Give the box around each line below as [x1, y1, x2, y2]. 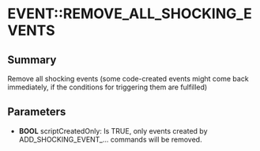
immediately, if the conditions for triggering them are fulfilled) [7, 82, 208, 92]
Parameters [7, 105, 66, 119]
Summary [7, 53, 57, 66]
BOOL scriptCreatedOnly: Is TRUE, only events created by [18, 126, 208, 135]
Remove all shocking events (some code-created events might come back [7, 74, 250, 83]
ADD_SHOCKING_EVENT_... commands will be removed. [18, 134, 202, 144]
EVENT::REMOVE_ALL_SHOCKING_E [7, 5, 252, 23]
